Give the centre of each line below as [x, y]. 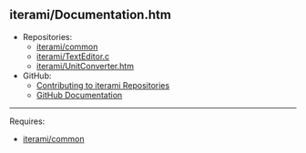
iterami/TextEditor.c [73, 56]
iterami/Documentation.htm [90, 15]
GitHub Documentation [79, 95]
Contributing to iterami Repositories [103, 85]
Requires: [27, 121]
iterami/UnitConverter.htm [85, 66]
